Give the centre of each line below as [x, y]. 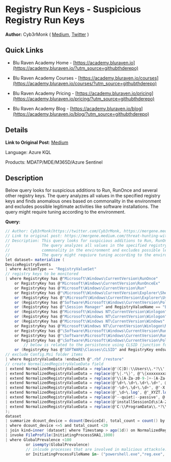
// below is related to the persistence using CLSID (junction [92, 345]
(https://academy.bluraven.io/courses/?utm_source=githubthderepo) [84, 83]
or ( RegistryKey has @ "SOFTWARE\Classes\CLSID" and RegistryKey [84, 350]
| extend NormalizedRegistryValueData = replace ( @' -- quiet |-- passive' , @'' [87, 397]
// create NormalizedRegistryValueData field [54, 364]
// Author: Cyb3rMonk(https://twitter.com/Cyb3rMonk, [64, 231]
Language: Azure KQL [28, 152]
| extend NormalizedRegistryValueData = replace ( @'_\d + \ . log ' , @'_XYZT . [84, 393]
